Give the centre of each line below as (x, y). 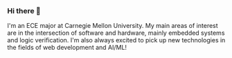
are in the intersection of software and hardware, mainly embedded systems (116, 33)
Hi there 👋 (24, 11)
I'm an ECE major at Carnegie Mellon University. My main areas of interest (113, 26)
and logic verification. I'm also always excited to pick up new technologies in (116, 40)
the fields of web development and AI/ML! (67, 48)
